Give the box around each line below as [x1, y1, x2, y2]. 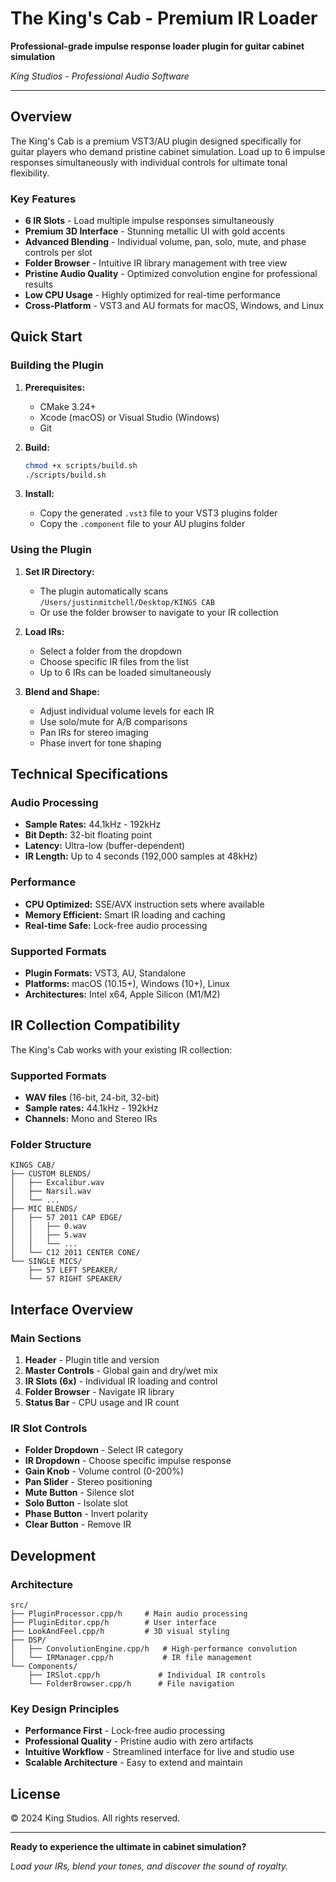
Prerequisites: [24, 381, 86, 393]
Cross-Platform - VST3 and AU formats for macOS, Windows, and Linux [24, 300, 325, 312]
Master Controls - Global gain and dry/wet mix [24, 1365, 219, 1377]
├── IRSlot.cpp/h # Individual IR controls [28, 1670, 267, 1681]
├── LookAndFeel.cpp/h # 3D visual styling [10, 1627, 230, 1637]
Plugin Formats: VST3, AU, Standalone [24, 967, 187, 979]
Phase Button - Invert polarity [24, 1508, 149, 1520]
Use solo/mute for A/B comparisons [39, 715, 188, 727]
